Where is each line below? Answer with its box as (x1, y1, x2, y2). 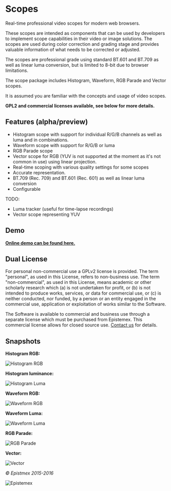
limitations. (5, 67, 29, 74)
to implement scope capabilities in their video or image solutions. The (5, 35, 153, 42)
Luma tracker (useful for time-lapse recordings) (12, 206, 114, 212)
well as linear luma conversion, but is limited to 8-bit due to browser (5, 62, 149, 68)
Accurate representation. (12, 169, 66, 175)
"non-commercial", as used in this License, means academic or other (5, 279, 151, 285)
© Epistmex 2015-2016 (5, 470, 54, 476)
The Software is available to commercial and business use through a (5, 311, 150, 317)
